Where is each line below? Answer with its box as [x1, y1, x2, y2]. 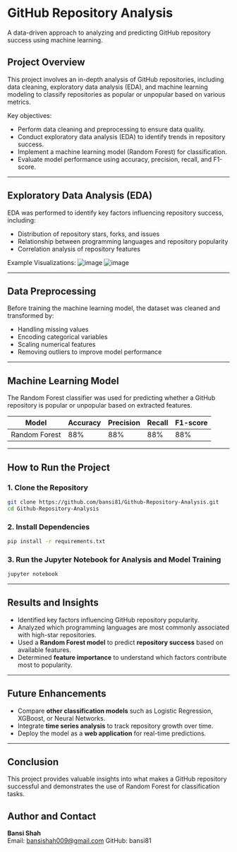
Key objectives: [7, 111, 52, 119]
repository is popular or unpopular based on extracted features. [7, 401, 193, 410]
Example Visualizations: [7, 258, 76, 266]
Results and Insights [7, 597, 99, 609]
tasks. [7, 790, 25, 798]
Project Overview [7, 57, 85, 69]
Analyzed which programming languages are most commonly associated [17, 623, 230, 632]
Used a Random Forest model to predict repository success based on [17, 638, 224, 646]
